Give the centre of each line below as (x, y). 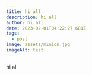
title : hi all (24, 12)
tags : (13, 34)
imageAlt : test (25, 50)
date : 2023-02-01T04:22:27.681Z (46, 28)
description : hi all (32, 17)
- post (20, 39)
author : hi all (25, 22)
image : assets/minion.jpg (38, 45)
